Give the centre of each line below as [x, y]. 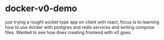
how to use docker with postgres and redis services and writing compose [80, 27]
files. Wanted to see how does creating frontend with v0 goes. [68, 32]
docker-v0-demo [41, 9]
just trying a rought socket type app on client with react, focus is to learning [82, 22]
